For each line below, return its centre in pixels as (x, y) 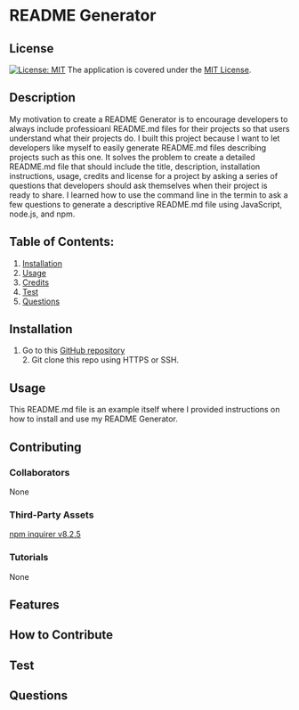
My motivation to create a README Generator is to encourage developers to (149, 119)
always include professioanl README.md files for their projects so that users (149, 128)
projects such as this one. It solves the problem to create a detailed (132, 157)
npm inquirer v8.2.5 (45, 535)
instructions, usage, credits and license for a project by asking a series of (144, 175)
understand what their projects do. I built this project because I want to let (145, 138)
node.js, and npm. (42, 214)
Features (34, 604)
